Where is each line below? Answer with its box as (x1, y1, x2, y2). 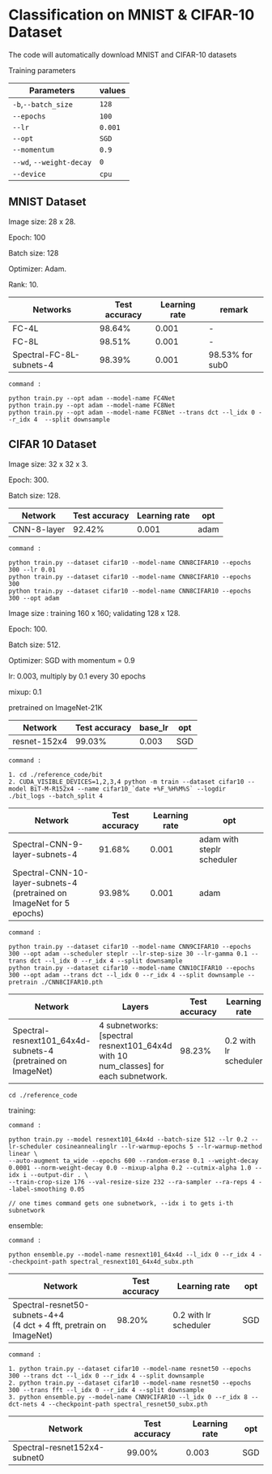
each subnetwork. (98, 1070, 168, 1081)
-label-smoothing (8, 1185, 67, 1193)
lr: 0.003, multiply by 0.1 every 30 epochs (8, 671, 146, 681)
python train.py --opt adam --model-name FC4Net (8, 394, 176, 403)
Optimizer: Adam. (8, 264, 67, 274)
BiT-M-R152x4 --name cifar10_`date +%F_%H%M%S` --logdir (29, 785, 227, 793)
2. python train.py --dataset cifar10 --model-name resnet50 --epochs (8, 1378, 252, 1387)
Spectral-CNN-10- (12, 867, 89, 878)
